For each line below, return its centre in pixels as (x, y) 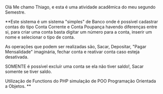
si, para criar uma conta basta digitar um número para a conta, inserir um (79, 32)
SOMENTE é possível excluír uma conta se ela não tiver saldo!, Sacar (74, 66)
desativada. (17, 57)
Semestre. (15, 12)
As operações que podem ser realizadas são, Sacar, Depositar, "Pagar (76, 47)
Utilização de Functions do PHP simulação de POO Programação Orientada (81, 81)
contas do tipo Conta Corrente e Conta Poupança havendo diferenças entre (81, 27)
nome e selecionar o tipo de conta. (40, 37)
